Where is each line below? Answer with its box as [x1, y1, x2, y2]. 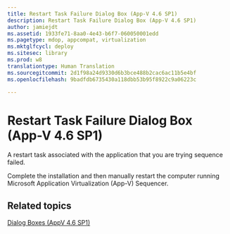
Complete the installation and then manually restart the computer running [7, 172, 220, 180]
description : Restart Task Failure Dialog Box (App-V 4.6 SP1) [7, 17, 197, 24]
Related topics [7, 199, 72, 211]
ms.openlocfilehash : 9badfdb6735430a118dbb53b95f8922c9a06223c [7, 75, 197, 83]
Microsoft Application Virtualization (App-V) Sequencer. [7, 179, 169, 187]
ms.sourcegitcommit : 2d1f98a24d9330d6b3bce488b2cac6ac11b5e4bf [7, 69, 197, 76]
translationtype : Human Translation [7, 63, 115, 70]
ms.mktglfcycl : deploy [7, 43, 74, 50]
